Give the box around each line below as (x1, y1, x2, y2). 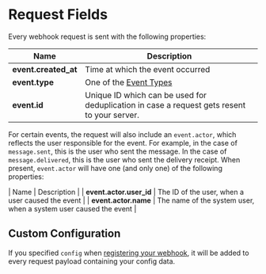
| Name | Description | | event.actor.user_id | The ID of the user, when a (8, 187, 244, 196)
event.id (12, 99, 44, 110)
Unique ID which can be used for (85, 89, 207, 101)
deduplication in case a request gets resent (85, 99, 246, 110)
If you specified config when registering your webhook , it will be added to (8, 248, 249, 257)
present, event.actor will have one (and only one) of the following (8, 163, 223, 173)
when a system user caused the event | (8, 204, 137, 213)
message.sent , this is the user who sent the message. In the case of (8, 147, 227, 156)
